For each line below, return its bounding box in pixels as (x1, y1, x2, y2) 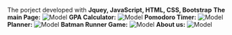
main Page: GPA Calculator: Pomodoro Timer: (7, 13, 197, 21)
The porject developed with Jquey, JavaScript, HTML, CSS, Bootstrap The (7, 6, 226, 14)
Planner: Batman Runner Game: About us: (7, 21, 186, 28)
